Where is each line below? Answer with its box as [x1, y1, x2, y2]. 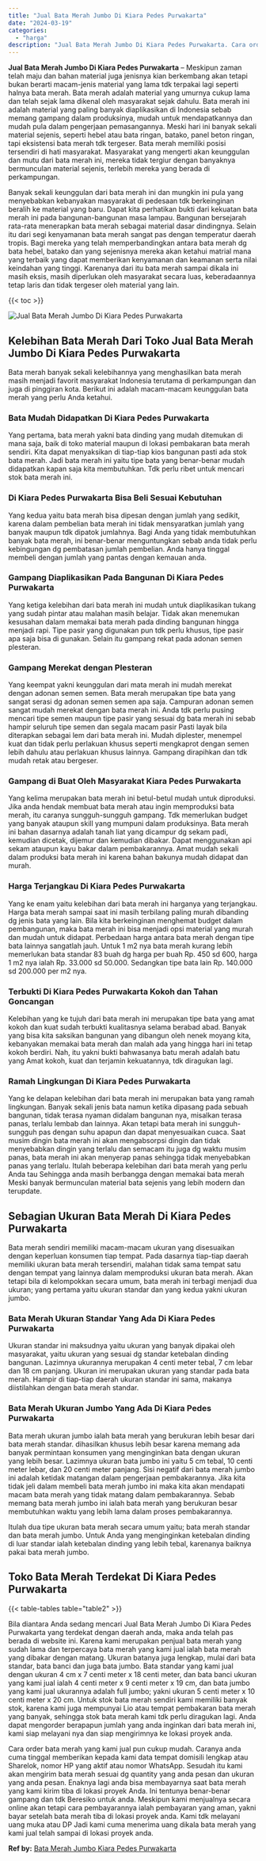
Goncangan [8, 995, 54, 1007]
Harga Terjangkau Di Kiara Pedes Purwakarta [8, 881, 186, 892]
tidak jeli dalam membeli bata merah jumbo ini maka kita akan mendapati [8, 1481, 245, 1491]
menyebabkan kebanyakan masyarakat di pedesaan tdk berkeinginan [8, 196, 235, 206]
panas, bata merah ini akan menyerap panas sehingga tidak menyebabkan [8, 1152, 251, 1162]
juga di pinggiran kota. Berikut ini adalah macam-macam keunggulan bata [8, 384, 249, 393]
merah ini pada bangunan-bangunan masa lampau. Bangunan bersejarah [8, 213, 247, 223]
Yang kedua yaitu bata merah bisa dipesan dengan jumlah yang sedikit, [8, 510, 241, 520]
